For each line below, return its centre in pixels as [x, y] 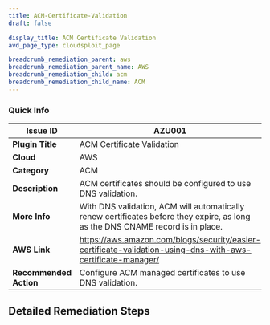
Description [35, 189]
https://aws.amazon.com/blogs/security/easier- [170, 240]
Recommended [42, 273]
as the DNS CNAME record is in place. [151, 227]
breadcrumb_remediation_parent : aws [70, 60]
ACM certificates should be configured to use [165, 184]
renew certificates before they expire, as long [165, 217]
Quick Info [29, 110]
